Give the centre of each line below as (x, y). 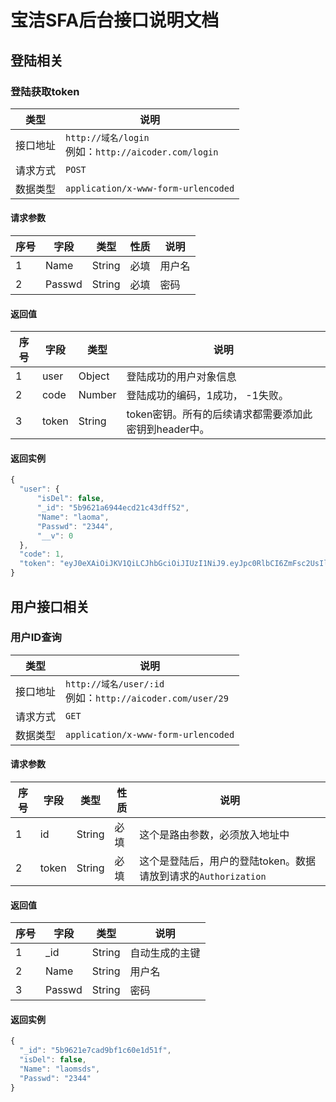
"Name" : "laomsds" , (60, 1069)
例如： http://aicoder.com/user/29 (147, 698)
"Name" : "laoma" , (73, 517)
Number (97, 395)
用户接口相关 (50, 606)
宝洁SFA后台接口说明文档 (115, 20)
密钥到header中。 (168, 429)
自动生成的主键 (165, 953)
